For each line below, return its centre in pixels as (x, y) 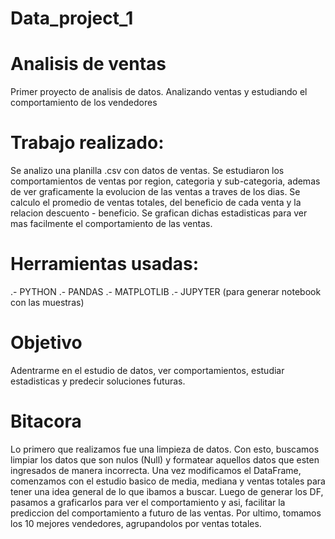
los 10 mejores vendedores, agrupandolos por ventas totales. (136, 523)
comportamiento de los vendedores (84, 103)
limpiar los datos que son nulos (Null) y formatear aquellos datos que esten (165, 459)
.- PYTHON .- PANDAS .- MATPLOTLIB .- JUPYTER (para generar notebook (166, 291)
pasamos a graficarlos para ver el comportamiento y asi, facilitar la (148, 502)
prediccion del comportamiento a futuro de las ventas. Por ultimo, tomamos (166, 513)
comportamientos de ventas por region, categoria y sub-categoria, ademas (165, 181)
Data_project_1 (72, 18)
